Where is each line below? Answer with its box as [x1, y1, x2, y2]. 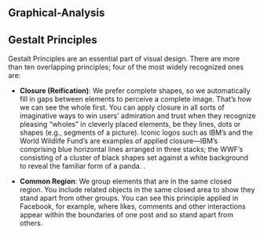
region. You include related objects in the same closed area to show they [19, 185, 255, 195]
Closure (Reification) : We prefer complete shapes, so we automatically [19, 86, 251, 95]
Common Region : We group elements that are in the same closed [19, 176, 232, 186]
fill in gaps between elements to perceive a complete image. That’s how [19, 95, 252, 104]
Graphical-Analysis [8, 6, 105, 20]
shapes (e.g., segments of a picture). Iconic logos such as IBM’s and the [19, 128, 254, 137]
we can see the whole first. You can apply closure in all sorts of [19, 102, 225, 113]
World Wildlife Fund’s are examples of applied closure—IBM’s [19, 136, 218, 146]
